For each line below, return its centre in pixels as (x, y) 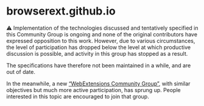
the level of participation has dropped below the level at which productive (98, 47)
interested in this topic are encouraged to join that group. (78, 96)
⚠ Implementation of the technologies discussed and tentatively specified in (103, 28)
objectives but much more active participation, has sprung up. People (93, 90)
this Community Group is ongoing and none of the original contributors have (102, 34)
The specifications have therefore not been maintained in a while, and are (99, 65)
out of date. (21, 71)
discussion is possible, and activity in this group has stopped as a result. (97, 53)
